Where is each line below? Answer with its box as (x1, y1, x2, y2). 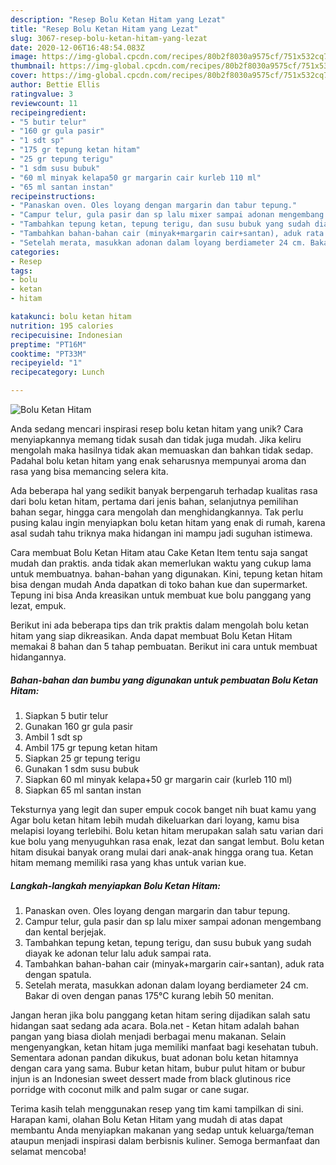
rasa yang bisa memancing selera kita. (10, 466, 169, 477)
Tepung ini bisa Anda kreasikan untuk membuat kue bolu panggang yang (10, 589, 312, 601)
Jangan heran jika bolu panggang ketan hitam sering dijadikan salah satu (10, 1009, 311, 1021)
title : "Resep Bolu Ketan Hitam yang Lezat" (10, 24, 199, 34)
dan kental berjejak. (24, 926, 107, 938)
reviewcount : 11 (10, 98, 78, 108)
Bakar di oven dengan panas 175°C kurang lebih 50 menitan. (24, 989, 275, 1001)
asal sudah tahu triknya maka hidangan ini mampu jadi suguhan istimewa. (10, 527, 313, 539)
